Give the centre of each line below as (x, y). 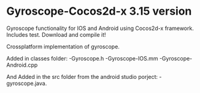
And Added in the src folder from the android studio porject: (82, 76)
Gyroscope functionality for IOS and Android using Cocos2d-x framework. (100, 28)
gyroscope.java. (27, 83)
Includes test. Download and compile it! (56, 34)
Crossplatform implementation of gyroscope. (63, 46)
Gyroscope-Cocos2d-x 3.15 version (99, 11)
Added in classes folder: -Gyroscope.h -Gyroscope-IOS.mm (82, 58)
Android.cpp (22, 65)
